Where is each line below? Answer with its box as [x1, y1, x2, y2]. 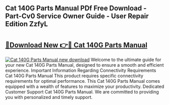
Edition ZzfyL [5, 20, 48, 28]
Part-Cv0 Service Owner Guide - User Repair [5, 12, 149, 21]
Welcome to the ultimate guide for [90, 57, 161, 63]
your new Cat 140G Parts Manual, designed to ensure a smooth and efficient [5, 62, 164, 68]
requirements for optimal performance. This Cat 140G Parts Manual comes [5, 78, 160, 84]
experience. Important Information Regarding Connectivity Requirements [5, 68, 156, 73]
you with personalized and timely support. [5, 94, 93, 100]
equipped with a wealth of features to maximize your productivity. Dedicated [5, 83, 164, 89]
